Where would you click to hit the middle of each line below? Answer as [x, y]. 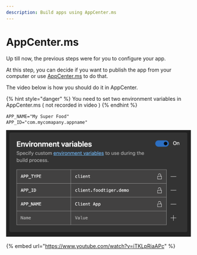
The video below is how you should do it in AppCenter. [72, 87]
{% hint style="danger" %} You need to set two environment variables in [94, 98]
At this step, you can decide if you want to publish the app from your [89, 70]
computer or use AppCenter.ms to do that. [57, 76]
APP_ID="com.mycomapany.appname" [47, 122]
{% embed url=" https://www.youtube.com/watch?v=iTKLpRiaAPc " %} [91, 246]
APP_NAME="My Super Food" [38, 116]
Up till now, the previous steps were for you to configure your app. [86, 58]
